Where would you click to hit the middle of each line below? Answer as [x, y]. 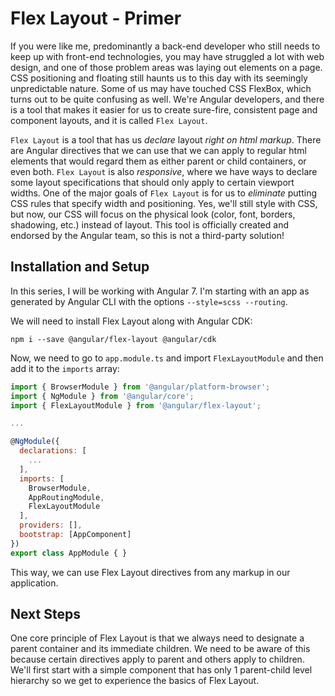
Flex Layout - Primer [96, 18]
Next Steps [45, 614]
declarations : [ [53, 451]
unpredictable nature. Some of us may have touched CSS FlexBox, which [161, 88]
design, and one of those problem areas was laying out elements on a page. [166, 67]
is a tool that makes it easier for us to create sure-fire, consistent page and [164, 109]
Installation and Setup [80, 267]
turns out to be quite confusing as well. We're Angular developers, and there [167, 99]
